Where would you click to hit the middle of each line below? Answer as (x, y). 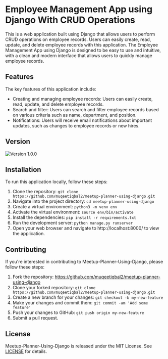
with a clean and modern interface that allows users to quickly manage (79, 55)
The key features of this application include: (51, 89)
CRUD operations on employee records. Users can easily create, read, (78, 39)
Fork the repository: (33, 277)
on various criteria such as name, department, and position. (75, 115)
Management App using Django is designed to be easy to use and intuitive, (83, 50)
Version (18, 142)
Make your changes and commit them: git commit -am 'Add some (80, 303)
